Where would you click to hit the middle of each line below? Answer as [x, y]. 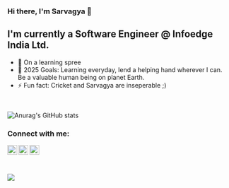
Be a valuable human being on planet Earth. [81, 77]
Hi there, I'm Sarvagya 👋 [49, 11]
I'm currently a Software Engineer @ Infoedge [110, 34]
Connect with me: [39, 134]
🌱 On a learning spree [49, 62]
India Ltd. [28, 45]
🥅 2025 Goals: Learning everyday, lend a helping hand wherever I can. [120, 69]
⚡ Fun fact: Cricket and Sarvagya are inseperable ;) [92, 85]
